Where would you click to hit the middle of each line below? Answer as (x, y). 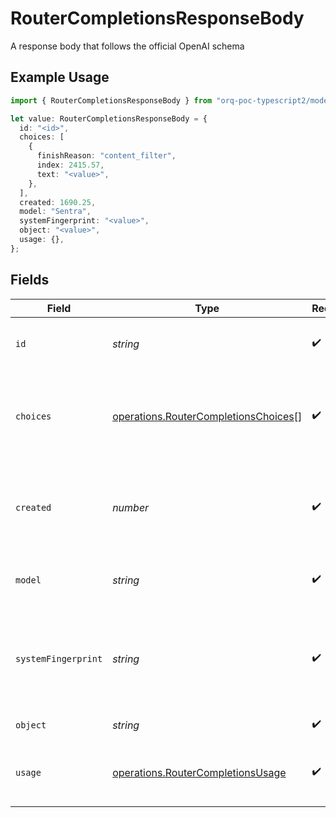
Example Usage (60, 77)
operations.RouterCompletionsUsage (199, 772)
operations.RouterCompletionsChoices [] (207, 416)
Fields (30, 280)
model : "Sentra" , (55, 212)
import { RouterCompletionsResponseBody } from (111, 100)
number (131, 507)
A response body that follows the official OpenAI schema (127, 46)
